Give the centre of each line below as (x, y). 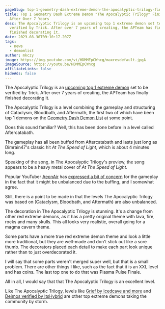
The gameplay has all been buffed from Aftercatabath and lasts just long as (81, 142)
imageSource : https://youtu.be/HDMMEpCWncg (50, 64)
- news (16, 46)
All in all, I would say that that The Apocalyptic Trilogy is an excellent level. (80, 281)
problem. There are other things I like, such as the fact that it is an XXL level (82, 267)
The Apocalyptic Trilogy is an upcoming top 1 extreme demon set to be (77, 87)
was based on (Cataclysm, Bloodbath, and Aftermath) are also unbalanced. (81, 202)
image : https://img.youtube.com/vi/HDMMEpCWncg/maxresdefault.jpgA (76, 60)
